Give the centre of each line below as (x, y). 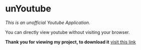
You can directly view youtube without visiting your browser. (67, 32)
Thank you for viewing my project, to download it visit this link (71, 42)
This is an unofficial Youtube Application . (48, 22)
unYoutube (28, 9)
